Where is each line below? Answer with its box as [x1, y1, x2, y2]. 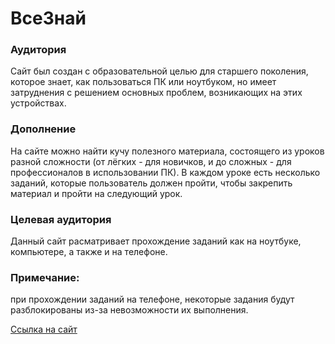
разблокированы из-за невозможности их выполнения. [10, 304, 249, 316]
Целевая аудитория [10, 212, 112, 226]
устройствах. [10, 97, 67, 109]
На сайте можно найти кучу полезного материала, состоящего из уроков [10, 145, 325, 157]
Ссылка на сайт [10, 323, 78, 336]
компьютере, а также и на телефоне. [10, 246, 168, 258]
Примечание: [10, 271, 80, 284]
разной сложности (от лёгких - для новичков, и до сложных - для [10, 155, 292, 167]
